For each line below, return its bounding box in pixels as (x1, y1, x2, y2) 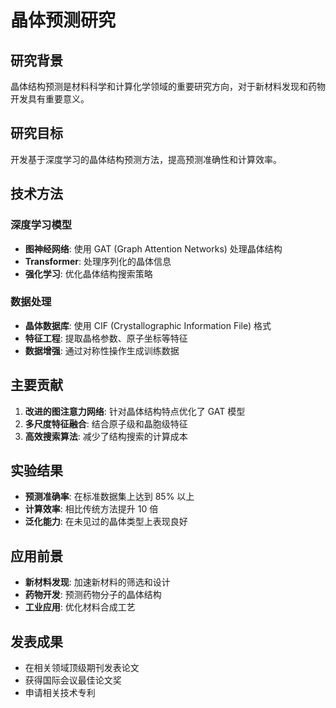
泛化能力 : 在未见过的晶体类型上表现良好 (24, 516, 188, 528)
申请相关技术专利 (24, 687, 96, 699)
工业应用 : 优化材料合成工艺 (24, 601, 136, 613)
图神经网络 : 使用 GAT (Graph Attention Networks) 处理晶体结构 (24, 242, 283, 255)
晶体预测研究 (10, 9, 117, 32)
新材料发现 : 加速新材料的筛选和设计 (24, 576, 171, 588)
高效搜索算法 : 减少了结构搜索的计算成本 (24, 430, 188, 442)
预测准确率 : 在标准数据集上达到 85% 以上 (24, 491, 195, 503)
